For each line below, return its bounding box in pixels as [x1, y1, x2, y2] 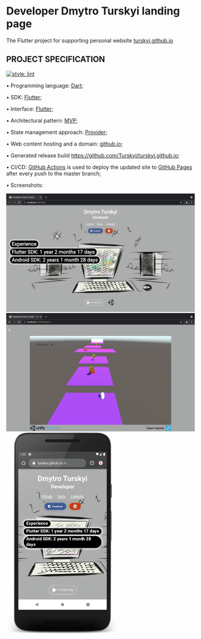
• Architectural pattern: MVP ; [6, 117, 78, 124]
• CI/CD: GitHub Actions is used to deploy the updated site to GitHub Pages [6, 164, 193, 171]
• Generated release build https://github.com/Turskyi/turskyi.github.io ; [6, 151, 180, 159]
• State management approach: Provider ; [6, 128, 108, 136]
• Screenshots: [6, 182, 44, 189]
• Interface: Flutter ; [6, 105, 54, 112]
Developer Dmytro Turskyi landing [6, 4, 181, 18]
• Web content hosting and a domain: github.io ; [6, 140, 123, 147]
